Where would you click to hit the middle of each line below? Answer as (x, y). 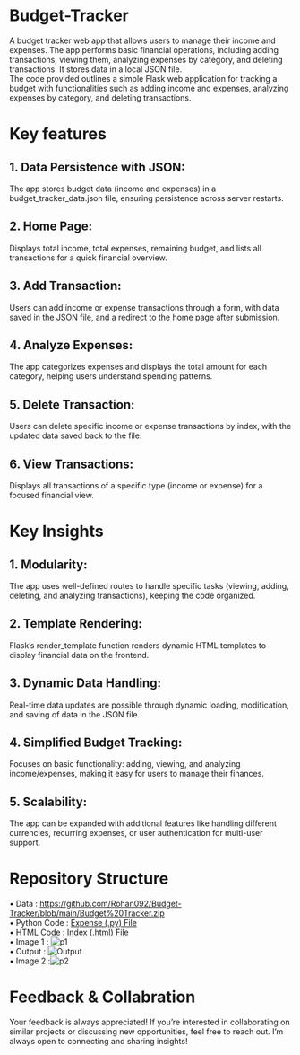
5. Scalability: (48, 801)
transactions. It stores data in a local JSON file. (96, 69)
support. (25, 843)
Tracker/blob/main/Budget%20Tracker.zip (87, 913)
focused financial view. (51, 495)
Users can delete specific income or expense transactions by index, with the (150, 426)
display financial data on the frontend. (79, 655)
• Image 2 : (30, 961)
